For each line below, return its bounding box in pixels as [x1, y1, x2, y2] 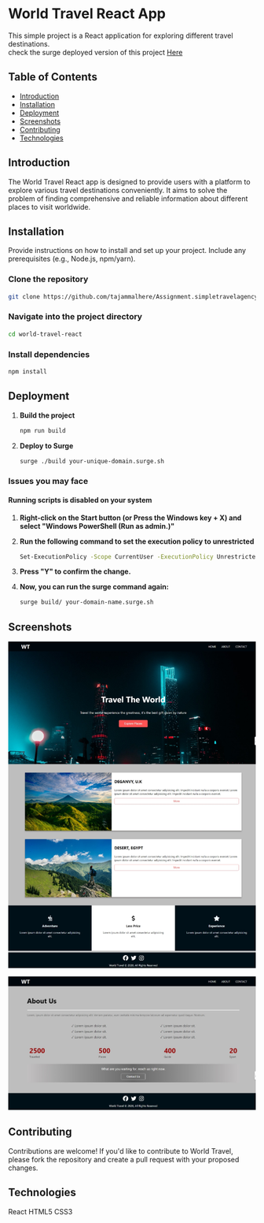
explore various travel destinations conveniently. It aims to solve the [8, 185, 228, 195]
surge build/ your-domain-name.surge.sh [19, 598, 154, 607]
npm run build [19, 426, 66, 434]
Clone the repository [8, 273, 89, 284]
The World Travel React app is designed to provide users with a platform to [8, 177, 251, 186]
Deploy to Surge [19, 441, 74, 450]
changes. [8, 1163, 38, 1173]
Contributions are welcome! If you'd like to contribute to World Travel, [8, 1146, 233, 1155]
